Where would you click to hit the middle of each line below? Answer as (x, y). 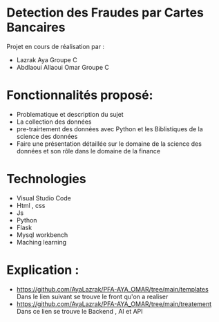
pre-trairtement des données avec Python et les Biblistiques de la (109, 129)
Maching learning (41, 242)
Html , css (31, 205)
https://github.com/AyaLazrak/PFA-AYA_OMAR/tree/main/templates (112, 289)
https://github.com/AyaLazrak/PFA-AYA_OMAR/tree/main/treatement (114, 304)
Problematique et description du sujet (70, 114)
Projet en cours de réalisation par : (56, 46)
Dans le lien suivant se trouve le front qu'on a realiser (92, 296)
